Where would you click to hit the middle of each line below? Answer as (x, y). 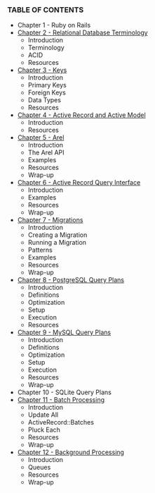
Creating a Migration (58, 235)
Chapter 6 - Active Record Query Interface (79, 183)
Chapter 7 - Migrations (50, 220)
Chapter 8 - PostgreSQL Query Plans (71, 280)
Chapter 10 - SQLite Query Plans (65, 392)
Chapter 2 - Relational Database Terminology (83, 32)
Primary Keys (47, 85)
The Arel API (46, 152)
